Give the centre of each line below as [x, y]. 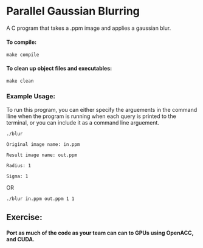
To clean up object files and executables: [59, 68]
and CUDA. [21, 239]
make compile [23, 55]
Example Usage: [31, 97]
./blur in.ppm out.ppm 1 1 [40, 199]
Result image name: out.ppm [42, 155]
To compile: [22, 42]
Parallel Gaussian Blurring [73, 11]
